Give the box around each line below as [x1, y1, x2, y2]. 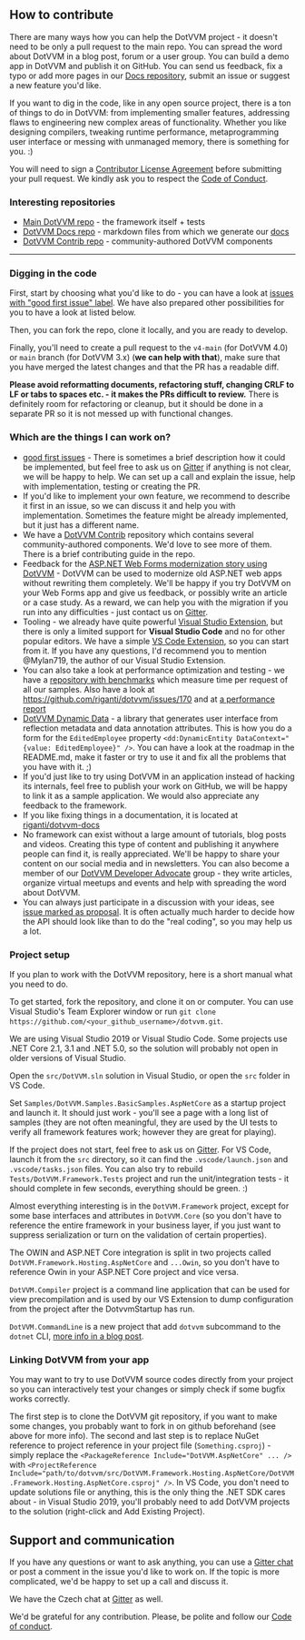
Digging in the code [9, 268, 97, 280]
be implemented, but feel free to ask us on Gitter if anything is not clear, [22, 461, 291, 472]
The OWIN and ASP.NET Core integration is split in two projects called [9, 1247, 271, 1258]
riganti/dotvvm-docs [22, 819, 100, 830]
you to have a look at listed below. [9, 307, 136, 318]
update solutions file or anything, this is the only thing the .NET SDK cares [9, 1487, 286, 1498]
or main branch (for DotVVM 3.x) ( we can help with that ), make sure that [9, 352, 280, 363]
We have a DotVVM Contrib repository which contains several [22, 529, 254, 540]
